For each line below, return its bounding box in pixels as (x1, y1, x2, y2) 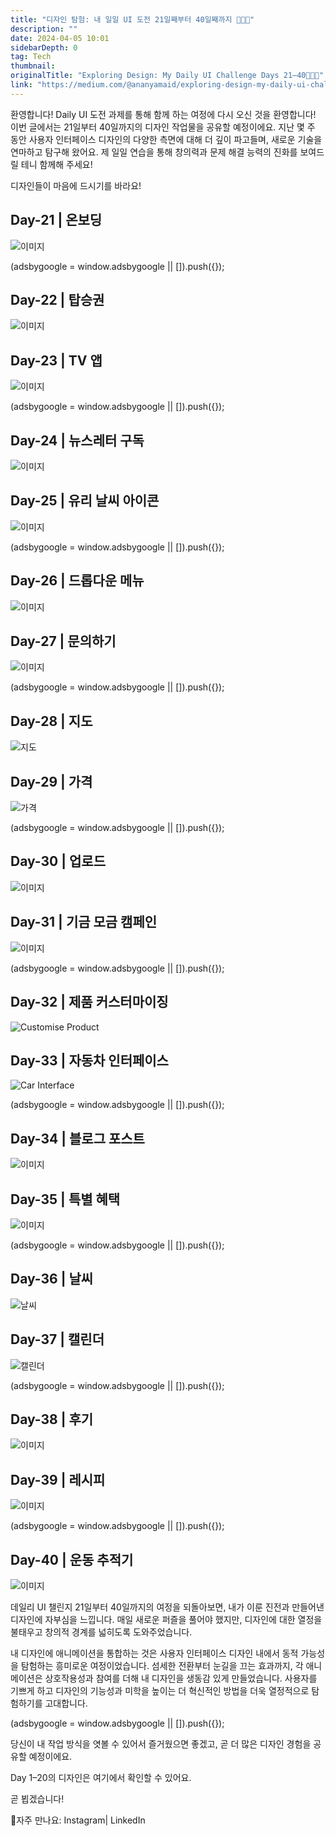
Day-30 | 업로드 (10, 853, 106, 870)
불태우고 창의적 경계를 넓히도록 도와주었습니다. (10, 1626, 193, 1638)
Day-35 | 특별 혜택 (10, 1191, 121, 1208)
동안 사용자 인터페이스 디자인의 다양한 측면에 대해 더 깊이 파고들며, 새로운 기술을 (10, 133, 323, 145)
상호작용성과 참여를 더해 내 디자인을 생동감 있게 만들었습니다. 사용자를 (44, 1672, 318, 1684)
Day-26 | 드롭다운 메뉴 (10, 572, 145, 590)
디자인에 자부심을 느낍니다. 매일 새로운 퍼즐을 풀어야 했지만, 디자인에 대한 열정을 (10, 1614, 323, 1625)
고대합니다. (44, 1697, 88, 1709)
